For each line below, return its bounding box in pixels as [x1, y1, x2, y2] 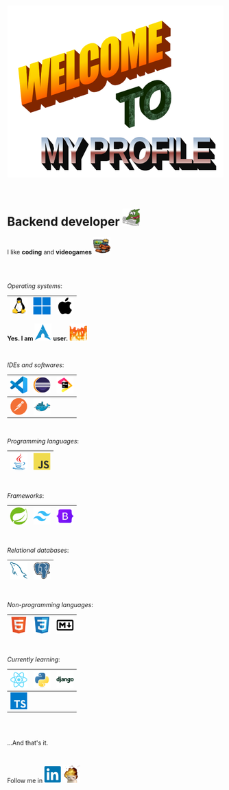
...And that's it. [7, 738, 49, 747]
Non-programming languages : [7, 601, 94, 609]
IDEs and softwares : [7, 360, 64, 369]
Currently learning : [7, 655, 60, 663]
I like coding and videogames [7, 248, 93, 256]
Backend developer [7, 214, 120, 230]
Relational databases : [7, 546, 69, 555]
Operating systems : [7, 281, 63, 290]
